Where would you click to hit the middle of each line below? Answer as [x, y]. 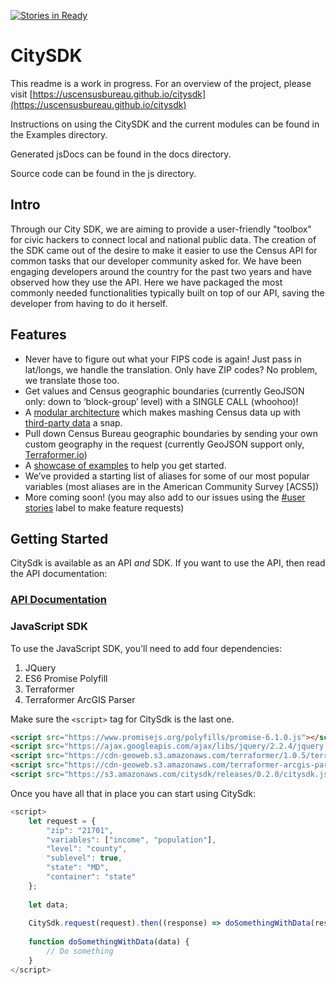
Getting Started [59, 538]
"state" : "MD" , [78, 868]
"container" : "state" [91, 877]
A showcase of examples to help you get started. [125, 465]
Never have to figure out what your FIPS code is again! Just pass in [163, 359]
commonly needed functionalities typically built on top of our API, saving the [167, 292]
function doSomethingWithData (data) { [109, 942]
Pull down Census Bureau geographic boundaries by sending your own [171, 433]
